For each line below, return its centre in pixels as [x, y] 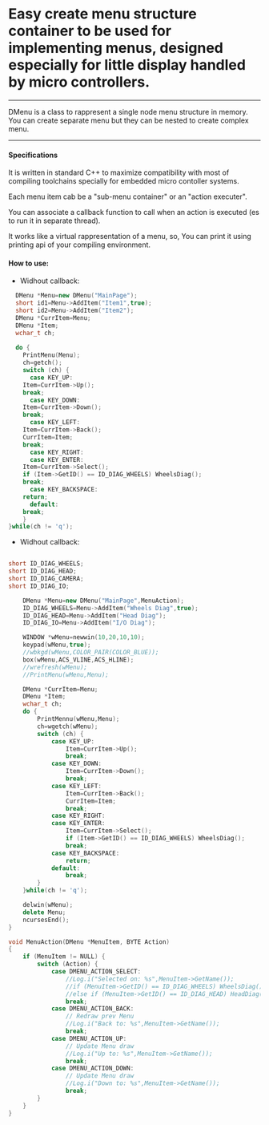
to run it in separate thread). [54, 221]
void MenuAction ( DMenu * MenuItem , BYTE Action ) [89, 942]
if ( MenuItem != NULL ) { [64, 957]
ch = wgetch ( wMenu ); [68, 726]
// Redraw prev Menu [100, 1016]
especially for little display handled [127, 65]
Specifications [33, 155]
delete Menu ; [44, 912]
